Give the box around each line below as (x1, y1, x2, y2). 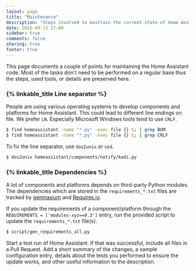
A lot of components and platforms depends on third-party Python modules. (6, 181, 189, 188)
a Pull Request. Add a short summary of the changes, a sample (6, 245, 157, 252)
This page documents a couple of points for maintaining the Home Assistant (6, 63, 189, 70)
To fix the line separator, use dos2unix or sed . (6, 143, 114, 150)
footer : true (6, 47, 38, 53)
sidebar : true (6, 30, 41, 36)
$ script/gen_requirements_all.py (6, 229, 90, 235)
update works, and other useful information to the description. (6, 258, 156, 265)
